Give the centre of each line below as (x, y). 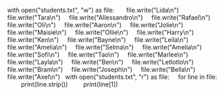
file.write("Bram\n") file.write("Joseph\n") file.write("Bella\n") (102, 70)
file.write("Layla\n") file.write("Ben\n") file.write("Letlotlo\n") (100, 62)
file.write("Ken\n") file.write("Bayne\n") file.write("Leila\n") (98, 40)
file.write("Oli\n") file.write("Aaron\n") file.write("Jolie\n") (95, 25)
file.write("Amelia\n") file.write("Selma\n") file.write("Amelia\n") (105, 47)
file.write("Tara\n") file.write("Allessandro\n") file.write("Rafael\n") (109, 17)
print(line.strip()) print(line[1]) (69, 84)
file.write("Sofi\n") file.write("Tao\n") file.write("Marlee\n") (98, 54)
